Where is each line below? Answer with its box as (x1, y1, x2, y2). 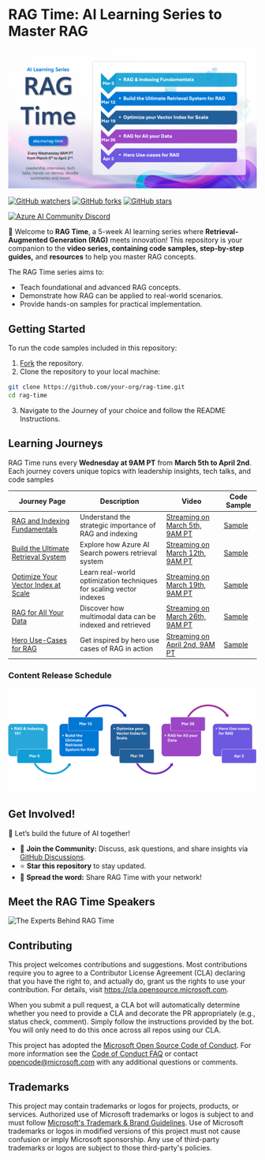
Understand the (80, 512, 131, 521)
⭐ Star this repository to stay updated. (19, 861, 147, 871)
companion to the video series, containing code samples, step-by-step (8, 244, 244, 253)
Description (99, 496, 140, 505)
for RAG (11, 644, 37, 654)
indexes (80, 593, 106, 602)
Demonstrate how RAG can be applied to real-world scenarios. (19, 291, 223, 300)
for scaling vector (80, 584, 137, 594)
